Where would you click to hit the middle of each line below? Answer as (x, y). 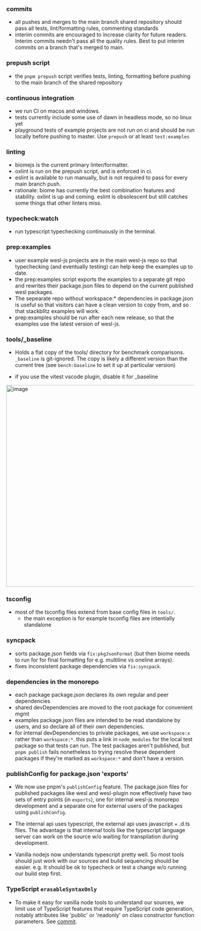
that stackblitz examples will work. (57, 311)
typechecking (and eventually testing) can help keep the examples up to (104, 266)
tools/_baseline (29, 339)
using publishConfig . (41, 812)
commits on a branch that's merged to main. (69, 47)
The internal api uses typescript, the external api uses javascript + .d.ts (102, 824)
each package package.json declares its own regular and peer (92, 695)
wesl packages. (34, 292)
